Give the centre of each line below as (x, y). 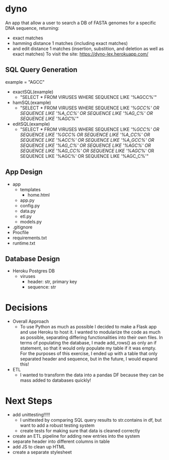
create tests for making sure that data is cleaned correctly (80, 431)
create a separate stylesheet (42, 452)
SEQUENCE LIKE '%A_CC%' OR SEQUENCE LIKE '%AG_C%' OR (87, 113)
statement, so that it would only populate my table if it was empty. (88, 348)
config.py (30, 205)
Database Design (33, 258)
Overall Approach (31, 321)
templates (30, 189)
